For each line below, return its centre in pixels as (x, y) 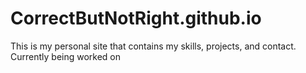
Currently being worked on (66, 56)
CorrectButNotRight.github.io (136, 18)
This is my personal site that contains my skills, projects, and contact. (153, 46)
